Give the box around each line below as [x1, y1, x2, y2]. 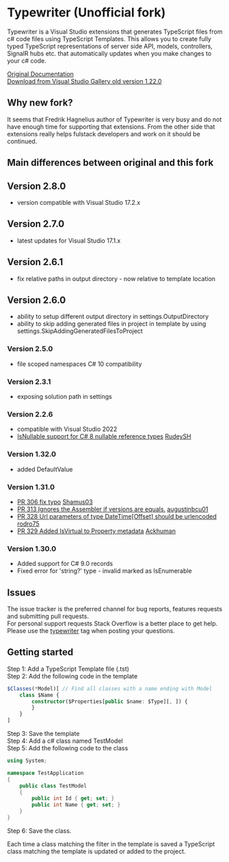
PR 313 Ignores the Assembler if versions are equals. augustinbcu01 [16, 505, 208, 513]
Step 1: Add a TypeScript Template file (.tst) [7, 665, 130, 673]
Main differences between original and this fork [7, 157, 214, 169]
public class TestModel [19, 783, 87, 789]
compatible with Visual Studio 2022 [16, 425, 118, 433]
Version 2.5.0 [7, 344, 53, 354]
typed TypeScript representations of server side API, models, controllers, [7, 42, 213, 50]
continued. [7, 137, 38, 145]
